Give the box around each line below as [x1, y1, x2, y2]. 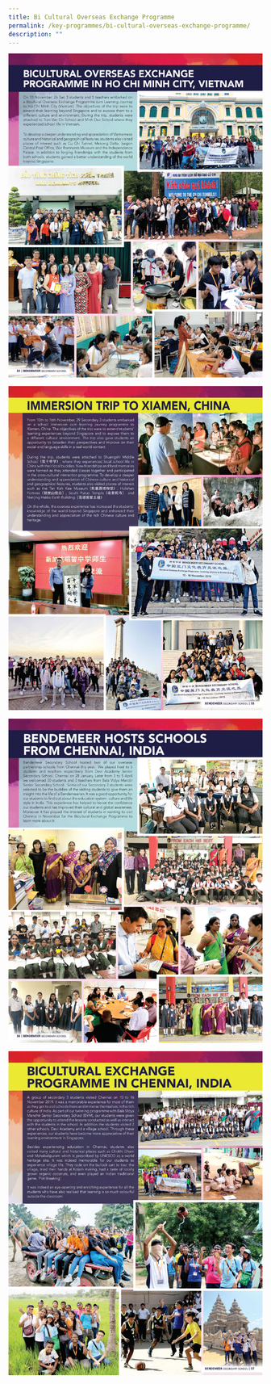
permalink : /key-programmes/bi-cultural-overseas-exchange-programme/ [8, 21, 251, 30]
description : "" [8, 30, 63, 38]
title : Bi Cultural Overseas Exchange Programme [8, 13, 175, 21]
